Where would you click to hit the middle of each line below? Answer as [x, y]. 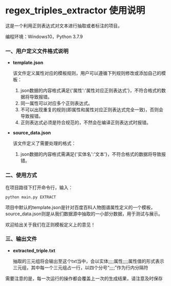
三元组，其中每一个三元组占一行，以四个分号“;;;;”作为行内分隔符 [81, 268]
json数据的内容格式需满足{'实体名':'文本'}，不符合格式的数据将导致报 [93, 154]
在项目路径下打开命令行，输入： [39, 187]
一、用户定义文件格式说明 [37, 51]
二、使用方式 [21, 175]
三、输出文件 [21, 239]
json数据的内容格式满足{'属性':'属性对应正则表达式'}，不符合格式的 [91, 91]
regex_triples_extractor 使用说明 [75, 11]
